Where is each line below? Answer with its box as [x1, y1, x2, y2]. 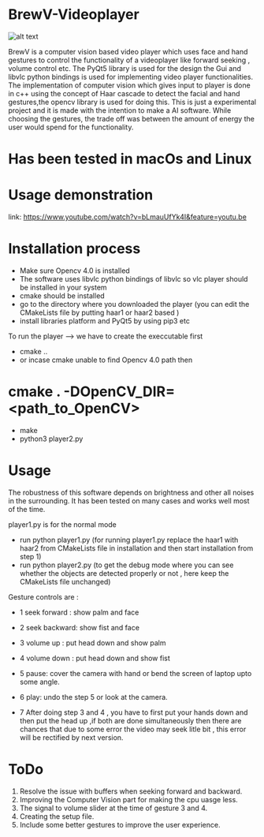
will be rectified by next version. [19, 732, 124, 742]
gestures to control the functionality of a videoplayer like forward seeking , [8, 55, 251, 65]
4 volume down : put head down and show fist [19, 653, 171, 663]
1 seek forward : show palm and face [19, 607, 139, 617]
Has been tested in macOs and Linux [8, 150, 252, 168]
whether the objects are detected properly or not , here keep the [19, 568, 229, 577]
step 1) [19, 551, 42, 561]
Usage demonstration [8, 186, 154, 204]
